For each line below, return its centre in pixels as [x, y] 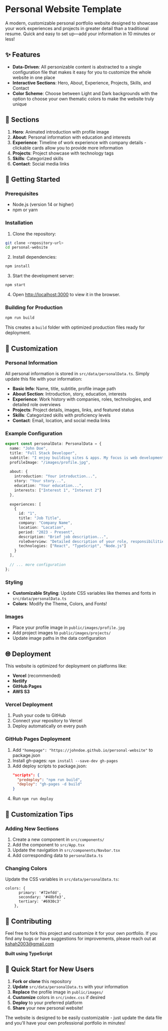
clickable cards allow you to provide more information [68, 148]
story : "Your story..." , [40, 481]
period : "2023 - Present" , [46, 532]
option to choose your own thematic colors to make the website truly [83, 99]
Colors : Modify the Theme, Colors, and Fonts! [60, 604]
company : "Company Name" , [45, 523]
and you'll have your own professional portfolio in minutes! [65, 1023]
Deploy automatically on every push [49, 726]
